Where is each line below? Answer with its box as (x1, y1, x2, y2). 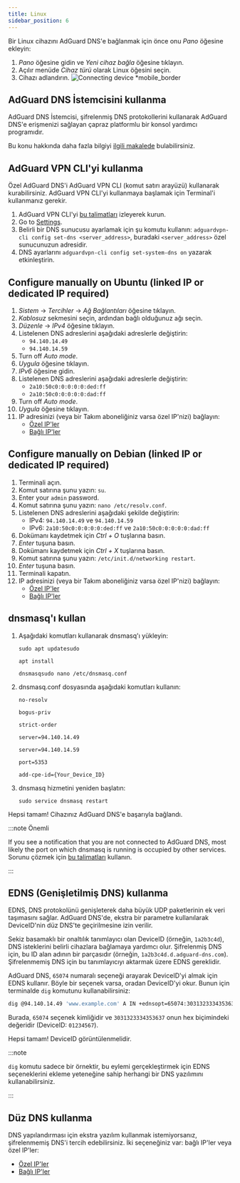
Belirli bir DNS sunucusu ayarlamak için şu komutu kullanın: (18, 225, 193, 234)
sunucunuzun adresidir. (18, 240, 88, 249)
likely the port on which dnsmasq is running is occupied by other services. (8, 845, 226, 854)
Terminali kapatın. (18, 569, 71, 577)
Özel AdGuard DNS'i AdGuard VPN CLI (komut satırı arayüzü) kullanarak (8, 181, 219, 190)
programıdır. (8, 128, 44, 136)
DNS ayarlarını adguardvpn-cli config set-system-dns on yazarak (18, 248, 212, 257)
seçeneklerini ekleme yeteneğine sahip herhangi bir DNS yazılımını (8, 1070, 204, 1078)
